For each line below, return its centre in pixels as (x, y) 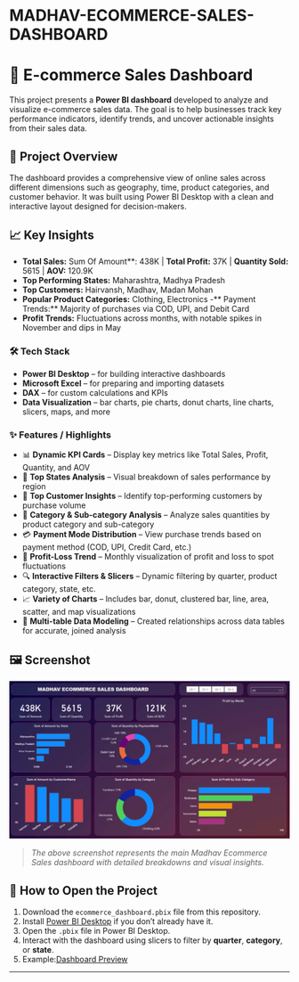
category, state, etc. (59, 589)
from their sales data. (48, 128)
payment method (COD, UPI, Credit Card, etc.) (107, 547)
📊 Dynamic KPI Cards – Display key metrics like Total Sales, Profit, (145, 454)
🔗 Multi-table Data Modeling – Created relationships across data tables (153, 621)
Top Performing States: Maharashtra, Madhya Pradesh (123, 280)
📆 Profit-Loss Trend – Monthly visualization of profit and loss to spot (148, 557)
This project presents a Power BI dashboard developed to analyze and (139, 100)
